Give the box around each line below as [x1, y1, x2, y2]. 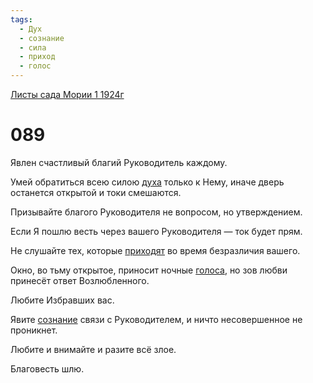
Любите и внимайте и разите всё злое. [10, 343, 177, 355]
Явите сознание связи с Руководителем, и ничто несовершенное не [10, 313, 303, 325]
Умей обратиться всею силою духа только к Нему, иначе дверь [10, 176, 285, 188]
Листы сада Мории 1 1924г [10, 89, 125, 100]
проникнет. [10, 324, 58, 336]
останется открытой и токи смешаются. [10, 186, 182, 198]
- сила [19, 42, 47, 53]
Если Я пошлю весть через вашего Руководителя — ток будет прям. [10, 225, 303, 237]
